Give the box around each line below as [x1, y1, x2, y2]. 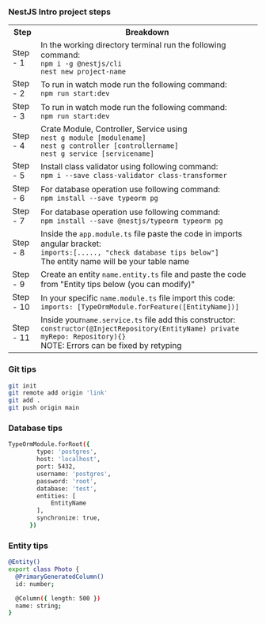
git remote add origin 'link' [8, 389, 108, 397]
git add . [8, 396, 41, 405]
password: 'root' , [36, 477, 97, 485]
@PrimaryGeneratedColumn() [15, 573, 104, 581]
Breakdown [125, 27, 169, 38]
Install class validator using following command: [40, 161, 218, 172]
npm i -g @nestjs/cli [40, 59, 123, 69]
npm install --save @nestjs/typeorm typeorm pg [40, 217, 223, 225]
